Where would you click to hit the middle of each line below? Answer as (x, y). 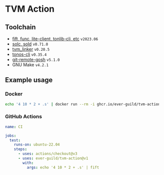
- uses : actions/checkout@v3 (48, 154)
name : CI (14, 127)
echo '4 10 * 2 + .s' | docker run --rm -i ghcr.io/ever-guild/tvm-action (83, 104)
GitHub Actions (24, 117)
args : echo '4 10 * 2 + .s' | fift (63, 167)
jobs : (10, 135)
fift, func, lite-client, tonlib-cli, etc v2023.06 (55, 39)
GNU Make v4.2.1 (30, 65)
